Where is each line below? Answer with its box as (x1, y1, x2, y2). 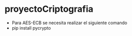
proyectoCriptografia (4, 3, 93, 15)
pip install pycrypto (11, 25, 51, 31)
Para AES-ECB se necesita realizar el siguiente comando (11, 20, 128, 26)
